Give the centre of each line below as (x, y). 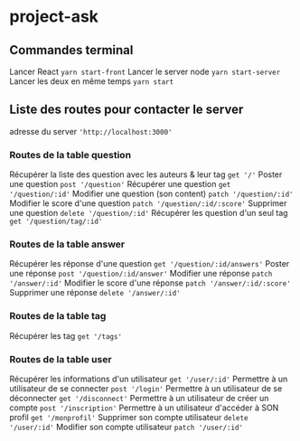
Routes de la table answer (67, 244)
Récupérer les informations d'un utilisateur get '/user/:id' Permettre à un (149, 379)
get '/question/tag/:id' (56, 222)
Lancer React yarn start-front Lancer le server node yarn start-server (145, 71)
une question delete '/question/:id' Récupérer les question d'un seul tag (149, 213)
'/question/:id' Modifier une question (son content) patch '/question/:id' (151, 194)
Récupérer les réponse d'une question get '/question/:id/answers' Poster (150, 264)
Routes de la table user (61, 359)
